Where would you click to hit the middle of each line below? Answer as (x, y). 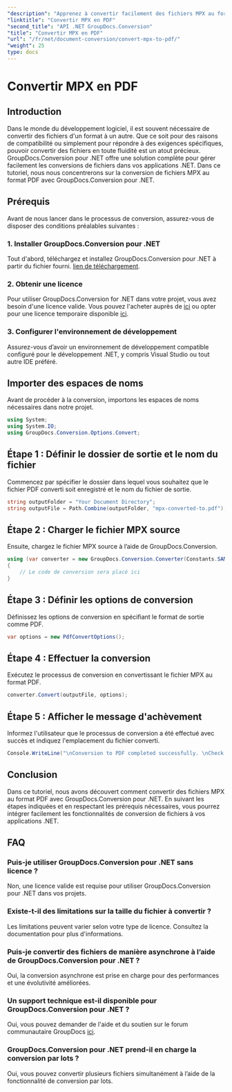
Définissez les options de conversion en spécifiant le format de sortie (106, 617)
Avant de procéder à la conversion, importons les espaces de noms (103, 400)
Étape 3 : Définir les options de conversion (100, 600)
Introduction (35, 112)
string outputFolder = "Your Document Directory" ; (81, 502)
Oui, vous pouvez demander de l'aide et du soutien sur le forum (98, 1024)
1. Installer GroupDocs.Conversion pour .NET (84, 244)
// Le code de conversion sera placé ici (80, 572)
